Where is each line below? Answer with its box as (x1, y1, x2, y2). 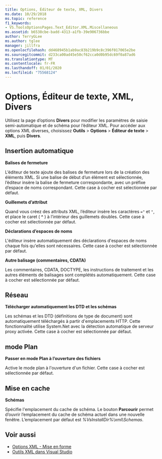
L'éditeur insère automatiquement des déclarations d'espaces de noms (5, 237, 147, 243)
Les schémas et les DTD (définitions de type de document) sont (5, 313, 132, 319)
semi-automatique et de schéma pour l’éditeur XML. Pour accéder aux (5, 122, 146, 128)
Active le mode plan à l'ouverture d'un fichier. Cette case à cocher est (5, 365, 145, 371)
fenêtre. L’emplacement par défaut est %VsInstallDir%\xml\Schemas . (5, 417, 144, 423)
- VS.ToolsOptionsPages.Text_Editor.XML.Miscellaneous (5, 25, 118, 30)
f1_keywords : (5, 20, 32, 26)
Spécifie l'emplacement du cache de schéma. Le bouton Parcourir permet (5, 407, 154, 412)
